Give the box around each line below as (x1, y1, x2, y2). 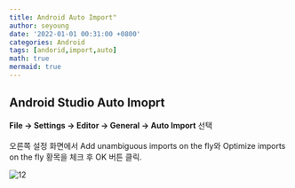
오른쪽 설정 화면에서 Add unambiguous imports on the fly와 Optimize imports (9, 140, 286, 151)
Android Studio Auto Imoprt (9, 95, 166, 111)
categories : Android (9, 37, 86, 47)
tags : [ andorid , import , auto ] (9, 46, 117, 55)
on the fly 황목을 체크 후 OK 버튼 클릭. (9, 152, 142, 162)
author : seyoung (9, 21, 69, 30)
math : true (9, 54, 50, 63)
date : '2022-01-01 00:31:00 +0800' (9, 29, 141, 38)
